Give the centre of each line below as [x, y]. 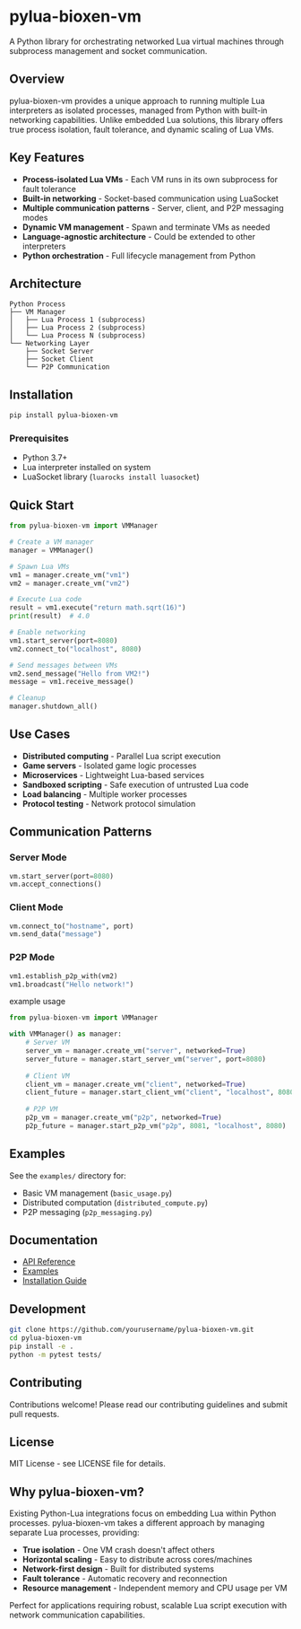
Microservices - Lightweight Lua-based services [113, 775]
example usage [37, 1002]
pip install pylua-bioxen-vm [64, 416]
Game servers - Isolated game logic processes [109, 766]
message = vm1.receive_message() [72, 682]
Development [48, 1309]
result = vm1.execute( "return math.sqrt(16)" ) [98, 608]
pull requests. [34, 1414]
